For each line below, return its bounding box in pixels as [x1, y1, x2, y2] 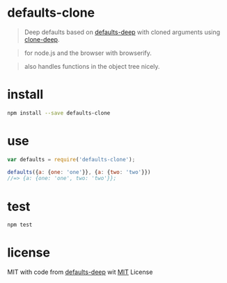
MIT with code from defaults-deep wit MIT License [7, 268, 153, 276]
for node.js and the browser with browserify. [24, 49, 152, 57]
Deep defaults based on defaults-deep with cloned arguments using [24, 28, 221, 36]
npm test [7, 221, 33, 229]
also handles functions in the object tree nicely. [24, 62, 160, 70]
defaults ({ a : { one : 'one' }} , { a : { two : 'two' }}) [7, 168, 151, 175]
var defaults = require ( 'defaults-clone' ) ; [7, 156, 136, 163]
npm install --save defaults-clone [7, 109, 111, 116]
